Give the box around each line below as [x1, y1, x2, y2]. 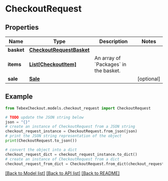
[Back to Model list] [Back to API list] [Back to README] [5, 170, 120, 176]
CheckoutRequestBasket [29, 46, 90, 53]
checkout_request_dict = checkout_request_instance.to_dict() [5, 152, 137, 157]
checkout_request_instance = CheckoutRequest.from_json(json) [5, 129, 137, 134]
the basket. [94, 67, 121, 74]
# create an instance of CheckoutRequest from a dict [5, 156, 120, 161]
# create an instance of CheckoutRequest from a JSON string [5, 124, 135, 129]
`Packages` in [94, 61, 126, 68]
